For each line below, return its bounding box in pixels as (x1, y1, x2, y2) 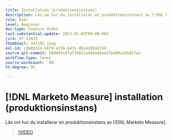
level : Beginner (5, 22, 40, 27)
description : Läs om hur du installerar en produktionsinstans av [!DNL (5, 12, 164, 17)
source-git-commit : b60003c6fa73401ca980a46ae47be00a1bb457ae (5, 50, 141, 55)
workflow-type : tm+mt (5, 55, 52, 61)
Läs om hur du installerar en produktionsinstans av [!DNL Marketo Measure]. (5, 119, 167, 126)
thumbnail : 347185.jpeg (5, 41, 56, 46)
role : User (5, 17, 29, 22)
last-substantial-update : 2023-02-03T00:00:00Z (5, 31, 109, 36)
